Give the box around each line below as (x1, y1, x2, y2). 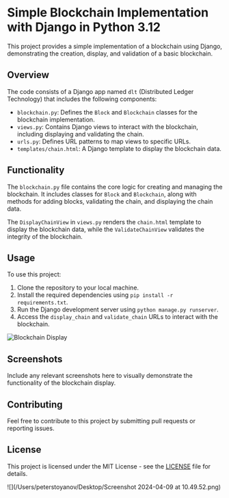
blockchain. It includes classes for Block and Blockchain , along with (7, 190, 197, 198)
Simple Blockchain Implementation (7, 5, 209, 21)
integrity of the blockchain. (7, 232, 83, 241)
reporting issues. (7, 424, 55, 432)
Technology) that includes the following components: (7, 95, 157, 103)
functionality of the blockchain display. (7, 379, 116, 387)
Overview (7, 69, 50, 81)
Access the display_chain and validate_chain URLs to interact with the (16, 313, 219, 321)
